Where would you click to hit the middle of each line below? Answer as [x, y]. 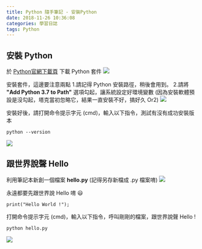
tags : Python [23, 29]
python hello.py [27, 228]
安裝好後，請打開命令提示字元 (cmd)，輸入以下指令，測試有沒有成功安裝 [98, 113]
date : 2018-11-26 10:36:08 [41, 18]
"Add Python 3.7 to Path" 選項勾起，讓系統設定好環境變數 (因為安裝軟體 [98, 92]
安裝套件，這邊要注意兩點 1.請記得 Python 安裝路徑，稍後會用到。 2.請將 [98, 85]
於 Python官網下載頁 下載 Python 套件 [54, 72]
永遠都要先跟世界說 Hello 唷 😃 [45, 193]
